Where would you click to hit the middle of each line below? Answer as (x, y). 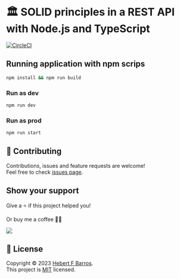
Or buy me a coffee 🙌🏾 (34, 219)
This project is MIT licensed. (41, 269)
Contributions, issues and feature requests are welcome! (76, 165)
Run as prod (24, 120)
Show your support (43, 191)
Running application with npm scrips (76, 64)
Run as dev (23, 93)
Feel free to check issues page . (45, 172)
